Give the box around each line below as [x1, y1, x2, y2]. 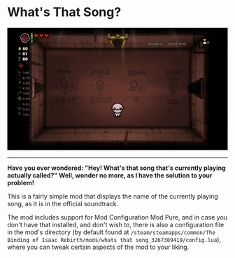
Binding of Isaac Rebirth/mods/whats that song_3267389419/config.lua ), [7, 235, 222, 243]
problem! [7, 178, 35, 187]
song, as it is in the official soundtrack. [7, 199, 119, 208]
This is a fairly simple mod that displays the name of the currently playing [7, 192, 218, 200]
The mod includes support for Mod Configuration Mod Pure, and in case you [7, 213, 228, 221]
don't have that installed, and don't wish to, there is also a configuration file [7, 220, 225, 229]
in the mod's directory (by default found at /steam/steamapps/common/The [7, 228, 215, 236]
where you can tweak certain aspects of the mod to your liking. [7, 243, 190, 251]
